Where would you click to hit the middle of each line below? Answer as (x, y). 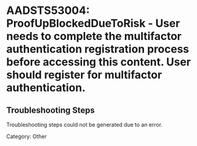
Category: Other (26, 136)
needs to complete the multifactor (94, 36)
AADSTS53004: (48, 11)
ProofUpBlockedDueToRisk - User (93, 23)
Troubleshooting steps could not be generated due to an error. (85, 124)
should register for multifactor (84, 75)
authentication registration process (98, 49)
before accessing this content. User (99, 62)
